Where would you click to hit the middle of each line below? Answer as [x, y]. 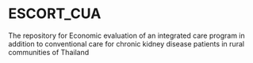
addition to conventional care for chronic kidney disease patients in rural [126, 43]
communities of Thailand [49, 52]
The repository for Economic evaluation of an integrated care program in [126, 35]
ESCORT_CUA [55, 14]
